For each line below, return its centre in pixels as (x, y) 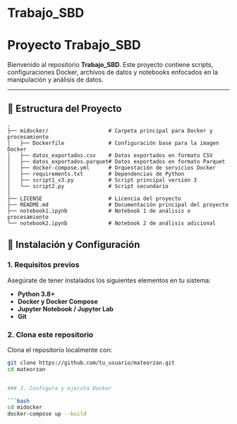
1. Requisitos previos (43, 265)
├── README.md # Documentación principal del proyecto (118, 205)
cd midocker (25, 407)
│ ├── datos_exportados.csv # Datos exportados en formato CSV (110, 155)
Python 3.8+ (36, 294)
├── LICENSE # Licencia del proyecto (94, 199)
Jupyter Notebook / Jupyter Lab (66, 308)
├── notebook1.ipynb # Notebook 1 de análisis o (99, 211)
